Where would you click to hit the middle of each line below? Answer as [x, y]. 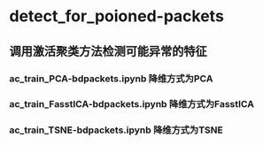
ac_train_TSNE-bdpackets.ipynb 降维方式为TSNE [116, 130]
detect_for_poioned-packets [116, 16]
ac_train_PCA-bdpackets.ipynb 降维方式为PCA [111, 79]
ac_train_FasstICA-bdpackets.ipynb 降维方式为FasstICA [132, 104]
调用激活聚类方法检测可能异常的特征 [108, 51]
